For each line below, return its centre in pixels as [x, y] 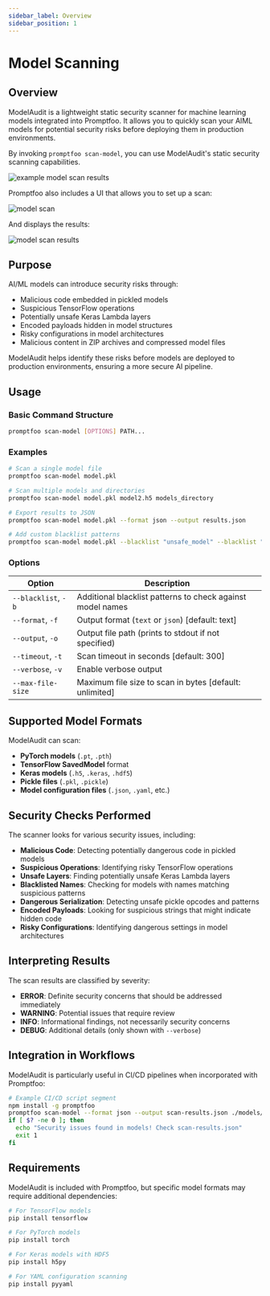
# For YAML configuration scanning [68, 1276]
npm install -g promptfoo [51, 1105]
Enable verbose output [120, 670]
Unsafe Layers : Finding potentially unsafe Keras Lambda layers [125, 876]
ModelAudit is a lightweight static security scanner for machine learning [127, 112]
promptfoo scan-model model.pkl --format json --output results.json [127, 520]
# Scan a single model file [55, 469]
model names [102, 607]
